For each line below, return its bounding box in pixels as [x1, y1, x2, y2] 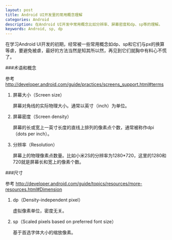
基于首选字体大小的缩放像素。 [12, 229, 76, 235]
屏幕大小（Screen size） [12, 92, 65, 98]
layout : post [5, 7, 33, 13]
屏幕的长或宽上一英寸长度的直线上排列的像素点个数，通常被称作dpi [12, 125, 155, 131]
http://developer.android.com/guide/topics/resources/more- [15, 181, 142, 187]
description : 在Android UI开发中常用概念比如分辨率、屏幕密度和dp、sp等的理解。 [5, 21, 163, 27]
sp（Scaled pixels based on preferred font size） [12, 219, 117, 225]
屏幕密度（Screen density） [12, 113, 72, 120]
